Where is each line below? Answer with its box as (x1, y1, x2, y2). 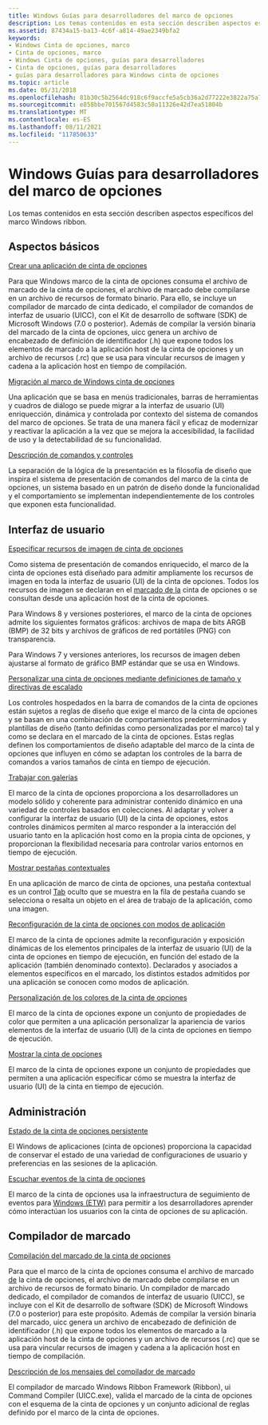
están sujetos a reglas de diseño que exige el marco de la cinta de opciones (8, 706, 258, 716)
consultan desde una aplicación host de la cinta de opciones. (8, 593, 210, 603)
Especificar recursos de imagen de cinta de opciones (8, 544, 183, 554)
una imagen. (8, 904, 49, 914)
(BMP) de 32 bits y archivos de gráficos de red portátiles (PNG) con (8, 626, 231, 636)
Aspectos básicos (8, 240, 100, 253)
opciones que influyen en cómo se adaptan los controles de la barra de (8, 748, 242, 759)
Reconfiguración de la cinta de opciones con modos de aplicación (8, 919, 226, 929)
